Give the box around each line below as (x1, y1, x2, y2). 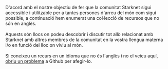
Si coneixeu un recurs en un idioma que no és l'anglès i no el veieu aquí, (5, 53, 158, 59)
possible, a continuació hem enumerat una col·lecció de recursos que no (5, 15, 159, 21)
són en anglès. (5, 20, 37, 26)
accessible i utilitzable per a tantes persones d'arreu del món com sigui (5, 10, 156, 16)
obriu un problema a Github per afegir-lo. (5, 58, 92, 64)
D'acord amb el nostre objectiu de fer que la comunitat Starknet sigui (5, 5, 152, 10)
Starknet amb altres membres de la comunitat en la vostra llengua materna (5, 37, 163, 43)
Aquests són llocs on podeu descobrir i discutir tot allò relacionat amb (5, 31, 153, 37)
